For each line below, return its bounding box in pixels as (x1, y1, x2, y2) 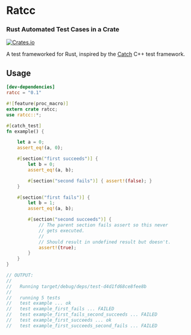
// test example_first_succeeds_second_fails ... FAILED (6, 322, 158, 329)
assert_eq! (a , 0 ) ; (17, 145, 63, 151)
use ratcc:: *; (6, 112, 42, 118)
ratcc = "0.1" (6, 90, 42, 96)
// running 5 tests (6, 295, 61, 301)
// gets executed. (38, 228, 85, 234)
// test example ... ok (6, 300, 71, 307)
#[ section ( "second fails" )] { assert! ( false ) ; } (28, 177, 152, 184)
